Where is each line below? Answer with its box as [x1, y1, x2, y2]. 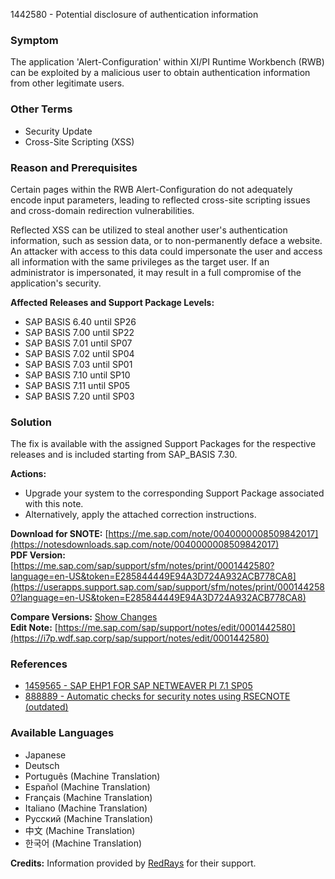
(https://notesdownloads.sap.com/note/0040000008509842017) [10, 539, 280, 551]
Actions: [10, 468, 47, 480]
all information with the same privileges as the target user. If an [10, 255, 270, 268]
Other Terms [10, 102, 73, 116]
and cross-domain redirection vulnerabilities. [10, 204, 195, 216]
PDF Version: [10, 549, 66, 561]
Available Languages [10, 726, 115, 740]
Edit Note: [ [10, 622, 58, 634]
